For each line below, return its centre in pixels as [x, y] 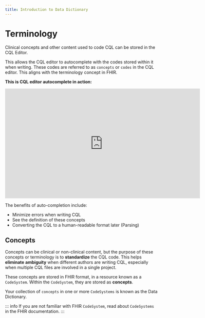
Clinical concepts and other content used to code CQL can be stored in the [80, 47]
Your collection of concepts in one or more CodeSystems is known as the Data [81, 292]
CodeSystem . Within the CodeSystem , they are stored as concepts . [69, 282]
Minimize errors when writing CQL [47, 215]
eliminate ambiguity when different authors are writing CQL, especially [77, 262]
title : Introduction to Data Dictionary [47, 10]
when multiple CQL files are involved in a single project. [61, 268]
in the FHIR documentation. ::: [35, 311]
